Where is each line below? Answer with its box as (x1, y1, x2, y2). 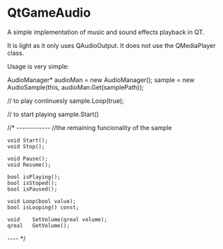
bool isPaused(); (7, 186, 58, 193)
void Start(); (7, 137, 49, 144)
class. (7, 49, 24, 57)
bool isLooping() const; (7, 204, 79, 211)
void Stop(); (7, 143, 45, 150)
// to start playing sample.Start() (7, 110, 99, 118)
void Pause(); (7, 155, 49, 162)
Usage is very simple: (7, 62, 70, 70)
